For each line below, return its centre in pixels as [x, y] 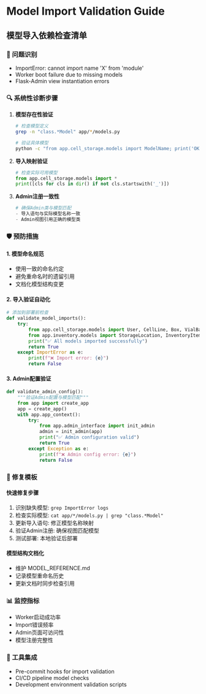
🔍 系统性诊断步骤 [32, 98]
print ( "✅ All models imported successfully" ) [88, 341]
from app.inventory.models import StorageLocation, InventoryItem [115, 335]
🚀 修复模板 [22, 477]
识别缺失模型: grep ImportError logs [62, 507]
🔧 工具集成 [22, 658]
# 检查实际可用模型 [36, 173]
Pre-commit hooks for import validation [65, 671]
